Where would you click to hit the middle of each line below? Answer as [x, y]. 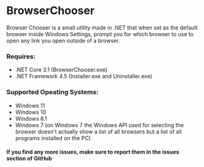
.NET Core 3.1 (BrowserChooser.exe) [61, 70]
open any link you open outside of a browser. [63, 40]
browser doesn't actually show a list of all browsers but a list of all [98, 132]
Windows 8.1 [31, 118]
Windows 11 [30, 105]
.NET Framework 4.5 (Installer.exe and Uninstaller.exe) [84, 76]
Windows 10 [31, 112]
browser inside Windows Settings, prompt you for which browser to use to [100, 34]
